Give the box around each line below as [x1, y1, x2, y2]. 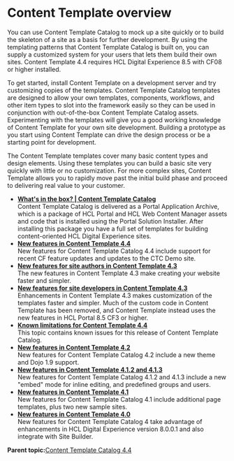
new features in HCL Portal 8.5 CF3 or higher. [17, 313, 149, 322]
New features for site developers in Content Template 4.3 [17, 284, 188, 292]
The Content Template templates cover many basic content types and [7, 152, 208, 160]
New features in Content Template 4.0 [17, 410, 131, 418]
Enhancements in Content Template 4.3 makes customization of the [17, 291, 212, 300]
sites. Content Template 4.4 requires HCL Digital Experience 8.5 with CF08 [7, 57, 222, 66]
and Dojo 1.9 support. [17, 358, 80, 366]
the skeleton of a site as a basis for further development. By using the [7, 35, 207, 43]
